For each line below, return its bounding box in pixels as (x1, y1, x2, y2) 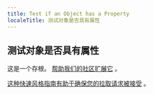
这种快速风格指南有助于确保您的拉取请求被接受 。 (7, 79, 150, 88)
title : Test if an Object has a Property (7, 10, 130, 18)
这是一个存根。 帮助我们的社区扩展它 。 (7, 65, 121, 73)
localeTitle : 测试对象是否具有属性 (7, 17, 100, 24)
